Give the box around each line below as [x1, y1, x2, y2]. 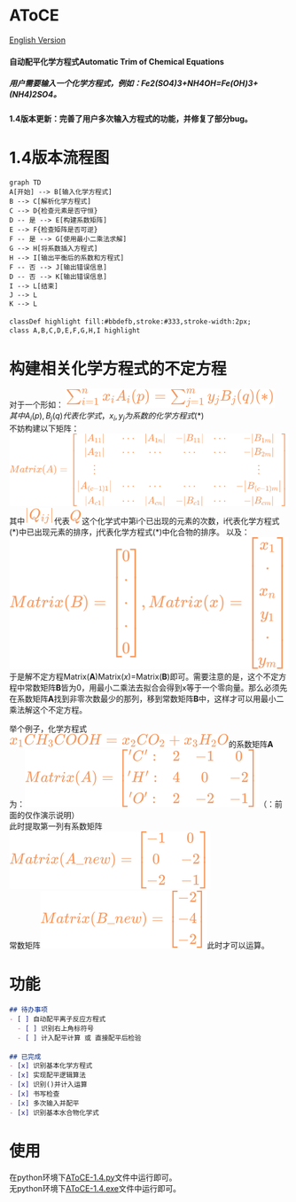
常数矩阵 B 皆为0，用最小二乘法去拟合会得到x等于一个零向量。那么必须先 [24, 683, 288, 693]
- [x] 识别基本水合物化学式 [9, 1108, 99, 1117]
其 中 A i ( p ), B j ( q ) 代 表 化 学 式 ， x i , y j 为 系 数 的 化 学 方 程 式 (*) [9, 410, 205, 424]
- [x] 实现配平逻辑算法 [9, 1071, 87, 1080]
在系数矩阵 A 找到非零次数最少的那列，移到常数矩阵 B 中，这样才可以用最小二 [9, 693, 284, 705]
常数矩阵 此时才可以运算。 [9, 941, 269, 951]
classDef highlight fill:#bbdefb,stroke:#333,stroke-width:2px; [9, 317, 252, 326]
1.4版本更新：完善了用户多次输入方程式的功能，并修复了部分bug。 [9, 113, 253, 124]
